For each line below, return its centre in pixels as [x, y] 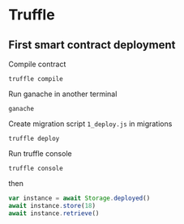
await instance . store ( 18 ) [52, 205]
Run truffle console [40, 154]
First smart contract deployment [92, 45]
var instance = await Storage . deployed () [79, 198]
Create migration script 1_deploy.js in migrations [90, 124]
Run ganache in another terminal [63, 94]
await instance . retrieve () [54, 213]
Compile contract [37, 64]
